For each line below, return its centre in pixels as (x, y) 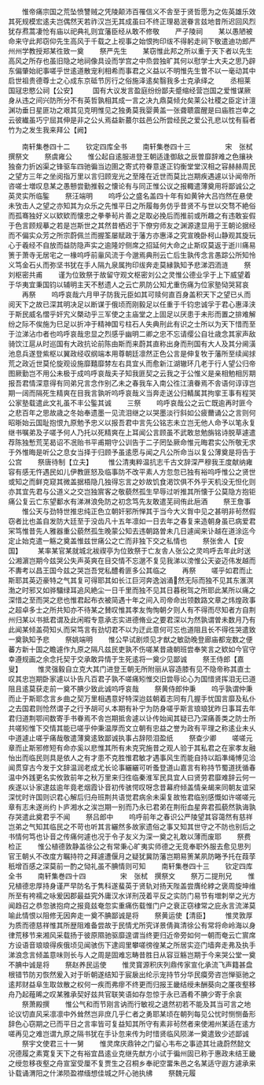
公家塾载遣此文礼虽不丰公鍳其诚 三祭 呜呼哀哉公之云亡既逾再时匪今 (130, 403)
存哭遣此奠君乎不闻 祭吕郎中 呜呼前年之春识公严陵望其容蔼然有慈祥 (130, 817)
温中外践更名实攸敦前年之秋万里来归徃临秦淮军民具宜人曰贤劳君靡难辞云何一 (132, 777)
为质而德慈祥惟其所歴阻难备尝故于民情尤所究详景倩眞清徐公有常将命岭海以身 (132, 925)
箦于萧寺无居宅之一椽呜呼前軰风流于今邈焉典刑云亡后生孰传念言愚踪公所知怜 (132, 255)
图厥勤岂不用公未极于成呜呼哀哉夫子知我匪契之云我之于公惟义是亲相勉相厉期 (132, 373)
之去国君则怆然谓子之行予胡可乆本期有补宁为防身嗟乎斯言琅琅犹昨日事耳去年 (132, 708)
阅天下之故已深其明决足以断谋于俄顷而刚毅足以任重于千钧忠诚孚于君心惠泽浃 (132, 304)
